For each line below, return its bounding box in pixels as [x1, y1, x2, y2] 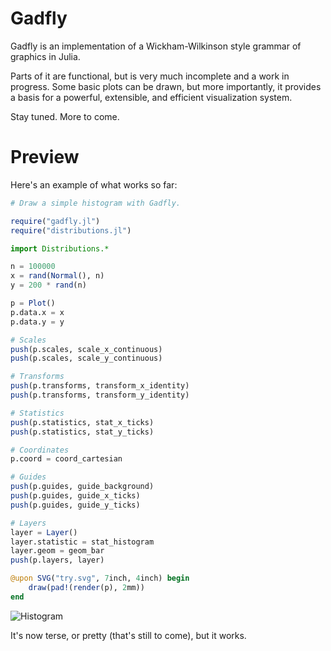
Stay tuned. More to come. [10, 110, 120, 122]
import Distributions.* [10, 243, 110, 254]
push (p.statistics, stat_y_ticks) [10, 427, 155, 437]
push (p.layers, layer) [10, 555, 105, 566]
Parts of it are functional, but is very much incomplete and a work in [10, 70, 290, 82]
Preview [10, 146, 80, 169]
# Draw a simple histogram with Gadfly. [10, 198, 182, 208]
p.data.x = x [10, 307, 65, 317]
